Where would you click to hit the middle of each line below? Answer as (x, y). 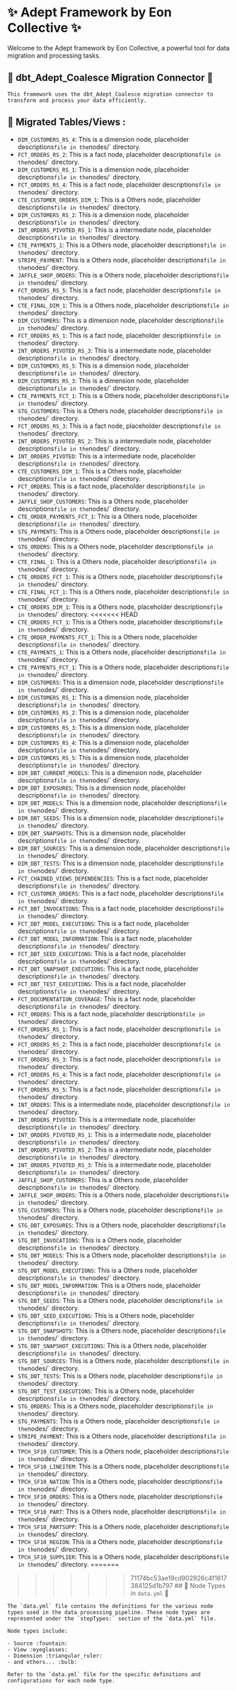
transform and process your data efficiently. (77, 100)
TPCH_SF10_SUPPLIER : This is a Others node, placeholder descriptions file (123, 1557)
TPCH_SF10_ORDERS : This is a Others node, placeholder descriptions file (120, 1496)
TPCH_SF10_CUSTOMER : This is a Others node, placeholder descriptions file (123, 1451)
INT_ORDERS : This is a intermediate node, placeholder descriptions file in (124, 1104)
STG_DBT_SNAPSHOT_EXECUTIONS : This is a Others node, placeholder (112, 1345)
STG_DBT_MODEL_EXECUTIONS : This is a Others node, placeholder (108, 1270)
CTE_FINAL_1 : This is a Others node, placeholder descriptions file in (117, 561)
